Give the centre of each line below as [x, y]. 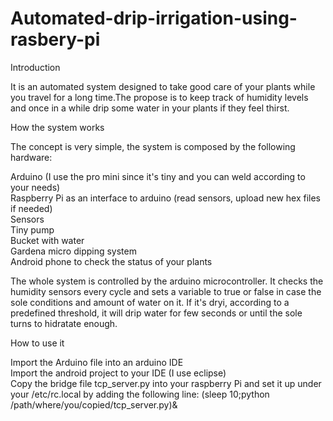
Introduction [35, 67]
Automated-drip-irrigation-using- [154, 18]
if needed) [31, 208]
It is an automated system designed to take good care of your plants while [163, 86]
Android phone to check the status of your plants [111, 261]
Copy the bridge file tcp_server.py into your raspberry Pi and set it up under [166, 383]
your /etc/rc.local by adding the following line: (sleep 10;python [140, 394]
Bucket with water [47, 240]
